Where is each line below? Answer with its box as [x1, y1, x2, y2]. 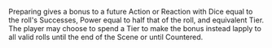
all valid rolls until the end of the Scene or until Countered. [8, 32, 204, 42]
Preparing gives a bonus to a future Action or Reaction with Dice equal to [8, 7, 253, 16]
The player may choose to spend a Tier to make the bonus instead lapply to [8, 24, 262, 33]
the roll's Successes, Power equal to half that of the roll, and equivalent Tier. [8, 15, 265, 25]
